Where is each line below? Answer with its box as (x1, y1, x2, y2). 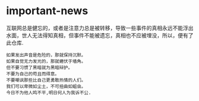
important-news (6, 4, 89, 18)
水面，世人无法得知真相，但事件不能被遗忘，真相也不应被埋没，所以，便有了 (6, 31, 194, 39)
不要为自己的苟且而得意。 (6, 71, 59, 77)
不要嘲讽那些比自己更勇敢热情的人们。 (6, 77, 86, 83)
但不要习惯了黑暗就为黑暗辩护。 (6, 64, 73, 70)
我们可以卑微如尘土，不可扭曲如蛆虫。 (6, 83, 86, 89)
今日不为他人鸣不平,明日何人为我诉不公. (6, 90, 91, 96)
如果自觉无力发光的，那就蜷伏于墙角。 (6, 58, 86, 64)
